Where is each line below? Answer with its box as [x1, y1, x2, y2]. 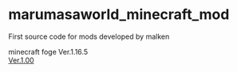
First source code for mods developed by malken [8, 32, 170, 41]
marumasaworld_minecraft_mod [8, 6, 230, 24]
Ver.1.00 [8, 55, 34, 65]
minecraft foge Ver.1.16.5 [8, 47, 89, 56]
